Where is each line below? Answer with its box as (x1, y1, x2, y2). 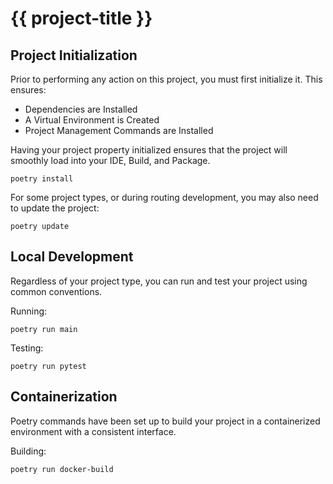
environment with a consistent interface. (10, 425, 177, 437)
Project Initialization (10, 47, 138, 64)
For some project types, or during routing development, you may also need (10, 192, 319, 203)
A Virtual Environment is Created (24, 114, 160, 126)
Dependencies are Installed (24, 103, 138, 115)
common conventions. (10, 285, 103, 297)
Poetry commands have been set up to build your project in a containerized (10, 415, 321, 427)
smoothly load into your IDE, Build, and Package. (10, 155, 211, 166)
